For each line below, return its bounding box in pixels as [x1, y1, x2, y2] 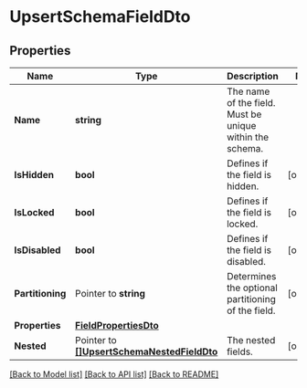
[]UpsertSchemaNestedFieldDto [74, 345, 218, 358]
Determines [227, 270, 277, 282]
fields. [227, 345, 253, 358]
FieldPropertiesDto [74, 320, 160, 331]
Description [227, 70, 279, 82]
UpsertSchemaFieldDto [9, 6, 191, 27]
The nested [227, 334, 276, 346]
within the [227, 131, 270, 143]
